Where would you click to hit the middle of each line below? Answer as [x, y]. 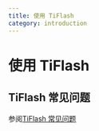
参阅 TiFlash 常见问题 [42, 118]
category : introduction [48, 23]
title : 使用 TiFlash [41, 16]
